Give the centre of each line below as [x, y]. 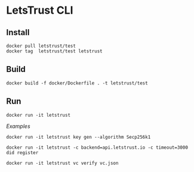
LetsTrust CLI [40, 10]
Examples [19, 126]
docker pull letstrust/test [41, 46]
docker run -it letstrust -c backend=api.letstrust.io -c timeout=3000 [97, 147]
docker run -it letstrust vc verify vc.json [62, 163]
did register [22, 152]
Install [18, 32]
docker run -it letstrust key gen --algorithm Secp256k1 [78, 137]
